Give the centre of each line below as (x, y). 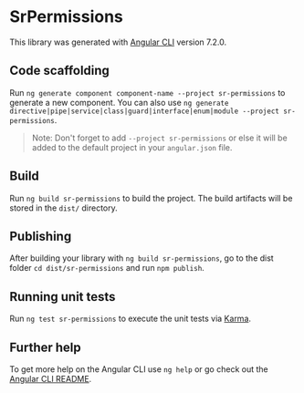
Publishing (41, 236)
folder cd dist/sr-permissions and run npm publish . (107, 268)
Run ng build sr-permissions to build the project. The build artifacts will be (151, 198)
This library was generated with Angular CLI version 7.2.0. (118, 42)
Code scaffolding (59, 71)
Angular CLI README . (51, 379)
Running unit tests (63, 297)
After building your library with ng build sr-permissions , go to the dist (142, 258)
